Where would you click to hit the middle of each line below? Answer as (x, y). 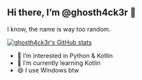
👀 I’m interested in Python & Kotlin (65, 55)
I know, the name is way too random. (59, 29)
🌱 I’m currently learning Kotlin (59, 63)
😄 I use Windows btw (48, 70)
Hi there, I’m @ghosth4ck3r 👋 (72, 13)
